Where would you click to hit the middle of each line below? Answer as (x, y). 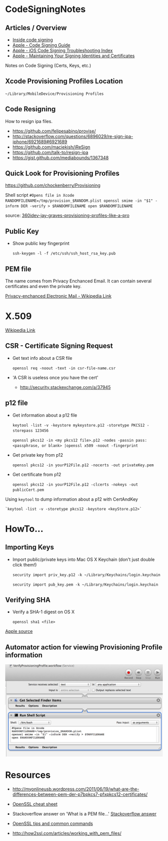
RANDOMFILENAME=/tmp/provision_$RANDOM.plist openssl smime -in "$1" (79, 201)
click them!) (24, 565)
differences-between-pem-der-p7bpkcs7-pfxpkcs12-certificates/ (80, 794)
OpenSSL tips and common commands (53, 823)
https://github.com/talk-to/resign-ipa (50, 152)
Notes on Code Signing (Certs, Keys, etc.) (48, 65)
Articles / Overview (36, 28)
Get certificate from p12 (37, 474)
